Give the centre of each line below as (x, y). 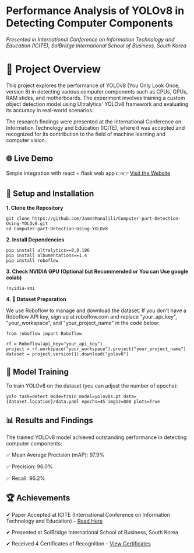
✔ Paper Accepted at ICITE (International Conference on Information (88, 514)
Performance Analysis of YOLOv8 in (95, 11)
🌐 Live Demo (30, 159)
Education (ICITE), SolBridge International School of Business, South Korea (96, 46)
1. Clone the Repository (35, 208)
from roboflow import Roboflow (44, 333)
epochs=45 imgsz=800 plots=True (121, 402)
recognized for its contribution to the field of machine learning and (86, 134)
